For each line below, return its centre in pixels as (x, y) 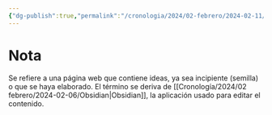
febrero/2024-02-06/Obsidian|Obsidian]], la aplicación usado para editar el (134, 95)
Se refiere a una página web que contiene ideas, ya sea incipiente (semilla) (134, 78)
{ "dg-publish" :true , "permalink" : (65, 16)
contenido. (26, 103)
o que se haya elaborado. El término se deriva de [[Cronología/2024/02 (127, 86)
